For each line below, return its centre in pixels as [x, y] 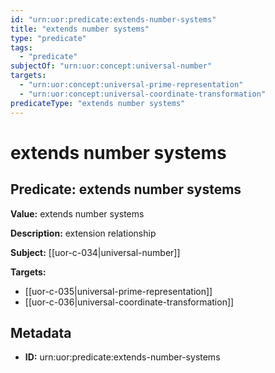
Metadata [41, 332]
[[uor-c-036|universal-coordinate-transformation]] [129, 302]
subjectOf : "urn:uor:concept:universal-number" [111, 66]
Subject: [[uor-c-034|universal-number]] [95, 252]
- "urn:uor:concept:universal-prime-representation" [131, 85]
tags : [21, 47]
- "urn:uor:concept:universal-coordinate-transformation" [143, 94]
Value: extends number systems [77, 213]
